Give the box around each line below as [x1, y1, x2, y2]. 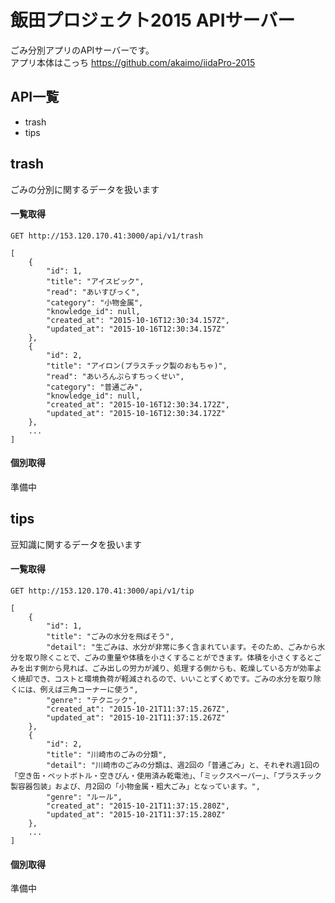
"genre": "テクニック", [46, 695, 138, 705]
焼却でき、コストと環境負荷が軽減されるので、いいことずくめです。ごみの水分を [17, 674, 299, 684]
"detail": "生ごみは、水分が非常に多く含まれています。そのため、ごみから [46, 642, 318, 652]
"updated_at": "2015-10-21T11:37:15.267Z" [46, 712, 226, 723]
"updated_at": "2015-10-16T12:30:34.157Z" [46, 324, 226, 334]
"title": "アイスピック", [46, 276, 145, 286]
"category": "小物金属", [46, 297, 144, 308]
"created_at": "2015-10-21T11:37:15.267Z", [46, 704, 230, 714]
